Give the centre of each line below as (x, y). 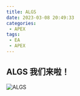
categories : (21, 23)
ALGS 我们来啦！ (38, 72)
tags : (13, 35)
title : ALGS (21, 12)
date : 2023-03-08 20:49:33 (40, 18)
